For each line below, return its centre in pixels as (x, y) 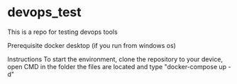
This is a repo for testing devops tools (63, 32)
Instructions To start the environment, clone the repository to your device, (115, 59)
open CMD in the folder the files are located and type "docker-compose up (117, 66)
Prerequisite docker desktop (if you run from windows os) (92, 45)
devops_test (44, 12)
